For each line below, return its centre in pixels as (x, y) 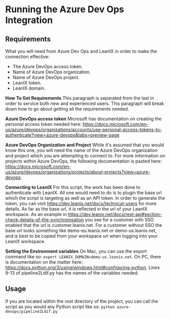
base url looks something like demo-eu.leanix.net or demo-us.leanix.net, (81, 231)
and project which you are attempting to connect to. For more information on (85, 156)
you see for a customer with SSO (120, 220)
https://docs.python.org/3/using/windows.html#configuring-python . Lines (82, 268)
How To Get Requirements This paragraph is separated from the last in (80, 98)
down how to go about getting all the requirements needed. (67, 109)
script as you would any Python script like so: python (60, 306)
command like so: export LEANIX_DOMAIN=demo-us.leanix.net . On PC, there (83, 257)
